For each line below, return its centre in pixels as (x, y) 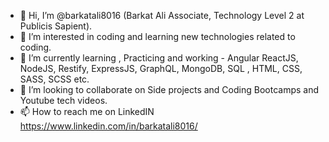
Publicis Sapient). (56, 26)
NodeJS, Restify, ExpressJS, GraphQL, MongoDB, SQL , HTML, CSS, (161, 68)
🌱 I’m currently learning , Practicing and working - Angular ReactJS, (159, 58)
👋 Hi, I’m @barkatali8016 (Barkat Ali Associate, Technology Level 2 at (162, 15)
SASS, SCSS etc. (54, 79)
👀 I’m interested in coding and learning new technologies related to (157, 36)
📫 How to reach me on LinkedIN (87, 111)
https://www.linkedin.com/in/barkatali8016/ (108, 126)
